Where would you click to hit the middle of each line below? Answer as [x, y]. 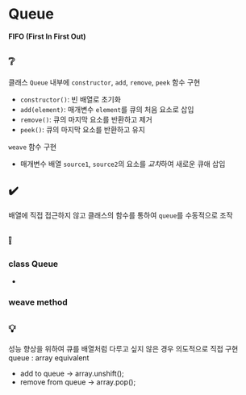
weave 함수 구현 [33, 147]
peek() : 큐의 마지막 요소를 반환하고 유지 [82, 129]
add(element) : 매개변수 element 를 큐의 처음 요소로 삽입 [107, 109]
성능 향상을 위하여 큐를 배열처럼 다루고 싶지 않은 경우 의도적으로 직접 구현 [123, 348]
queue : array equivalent [49, 358]
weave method [38, 302]
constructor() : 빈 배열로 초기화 [70, 99]
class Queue [33, 264]
